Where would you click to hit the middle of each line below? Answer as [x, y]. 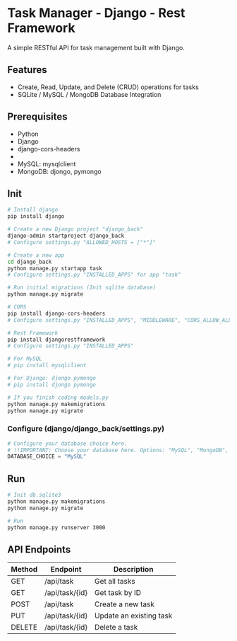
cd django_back [30, 262]
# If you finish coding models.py [58, 398]
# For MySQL [25, 359]
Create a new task [124, 604]
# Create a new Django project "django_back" [75, 229]
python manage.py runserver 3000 [56, 527]
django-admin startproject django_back [66, 236]
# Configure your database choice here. [68, 444]
